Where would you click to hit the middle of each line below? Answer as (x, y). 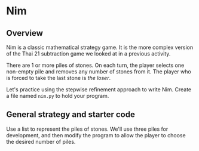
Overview (25, 33)
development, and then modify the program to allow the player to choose (96, 135)
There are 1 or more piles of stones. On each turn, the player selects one (95, 65)
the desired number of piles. (41, 141)
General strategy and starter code (71, 115)
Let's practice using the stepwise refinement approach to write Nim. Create (99, 90)
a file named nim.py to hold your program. (58, 96)
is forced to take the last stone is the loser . (59, 78)
